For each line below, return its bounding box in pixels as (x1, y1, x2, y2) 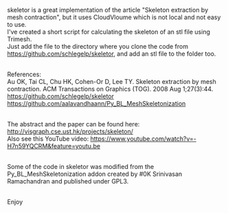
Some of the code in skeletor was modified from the (7, 163, 155, 170)
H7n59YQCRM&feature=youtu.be (7, 142, 101, 150)
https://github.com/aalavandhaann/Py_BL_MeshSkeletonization (7, 100, 186, 107)
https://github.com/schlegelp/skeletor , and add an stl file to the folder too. (7, 49, 216, 58)
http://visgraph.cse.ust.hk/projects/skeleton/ (7, 127, 134, 135)
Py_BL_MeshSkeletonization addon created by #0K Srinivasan (7, 170, 183, 178)
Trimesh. (7, 35, 32, 43)
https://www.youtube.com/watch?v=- (90, 135, 197, 143)
